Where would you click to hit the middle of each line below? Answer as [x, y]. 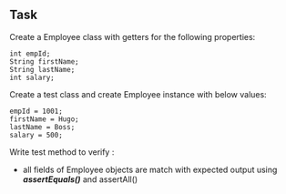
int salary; [32, 77]
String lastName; [42, 69]
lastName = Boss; [42, 127]
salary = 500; [36, 135]
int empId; [30, 54]
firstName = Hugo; [44, 119]
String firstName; [44, 61]
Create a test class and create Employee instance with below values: [138, 94]
